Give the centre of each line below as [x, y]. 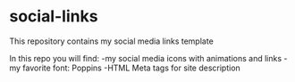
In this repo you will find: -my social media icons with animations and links [146, 58]
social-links [54, 16]
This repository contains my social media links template [112, 41]
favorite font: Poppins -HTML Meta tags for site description [131, 68]
